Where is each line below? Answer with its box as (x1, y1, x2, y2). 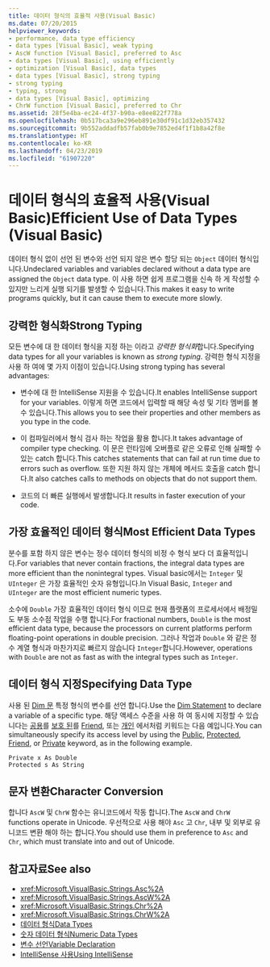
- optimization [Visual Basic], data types (8, 65, 157, 73)
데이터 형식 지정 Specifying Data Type (8, 677, 193, 691)
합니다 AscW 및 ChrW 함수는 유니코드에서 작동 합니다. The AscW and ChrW (8, 807, 231, 817)
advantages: (8, 371, 50, 380)
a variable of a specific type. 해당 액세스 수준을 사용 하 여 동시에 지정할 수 (8, 711, 244, 720)
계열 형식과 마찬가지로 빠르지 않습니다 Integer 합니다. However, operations (16, 643, 253, 652)
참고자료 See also (8, 862, 91, 876)
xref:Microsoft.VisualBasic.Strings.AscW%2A (19, 893, 171, 902)
